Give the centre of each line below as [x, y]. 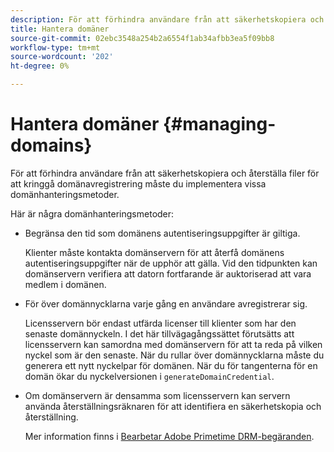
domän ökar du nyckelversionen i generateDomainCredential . [149, 376]
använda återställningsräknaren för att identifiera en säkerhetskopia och [173, 406]
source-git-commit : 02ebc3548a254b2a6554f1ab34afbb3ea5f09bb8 [142, 38]
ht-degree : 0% [40, 66]
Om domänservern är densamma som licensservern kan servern [157, 395]
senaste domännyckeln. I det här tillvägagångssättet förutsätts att [159, 333]
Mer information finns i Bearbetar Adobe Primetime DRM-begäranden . [169, 436]
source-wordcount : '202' [62, 57]
